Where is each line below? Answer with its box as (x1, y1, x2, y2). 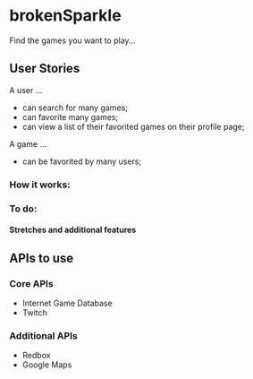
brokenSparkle (9, 5, 122, 26)
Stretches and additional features (9, 225, 137, 236)
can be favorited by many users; (21, 156, 142, 167)
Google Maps (21, 359, 72, 370)
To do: (9, 202, 38, 215)
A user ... (9, 84, 43, 95)
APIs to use (9, 250, 74, 265)
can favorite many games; (21, 111, 119, 122)
